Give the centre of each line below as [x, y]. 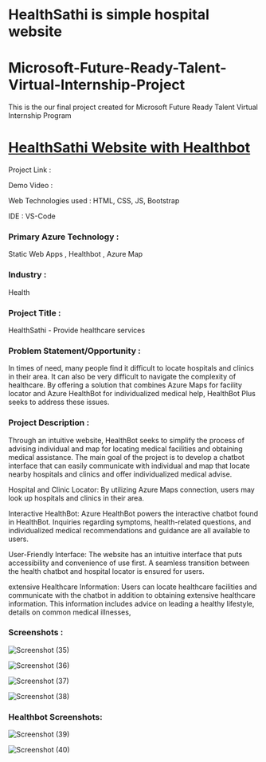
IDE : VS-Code [32, 216]
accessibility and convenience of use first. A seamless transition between [129, 563]
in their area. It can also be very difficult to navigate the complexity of [122, 377]
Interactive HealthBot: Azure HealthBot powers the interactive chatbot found [133, 513]
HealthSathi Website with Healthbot [129, 148]
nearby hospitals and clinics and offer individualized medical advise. [120, 474]
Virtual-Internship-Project [97, 85]
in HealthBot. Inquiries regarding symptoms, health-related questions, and [130, 522]
